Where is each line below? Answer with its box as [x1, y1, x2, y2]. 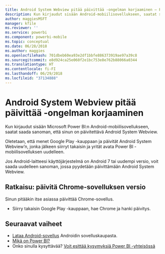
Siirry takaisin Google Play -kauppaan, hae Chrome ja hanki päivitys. [12, 205, 151, 211]
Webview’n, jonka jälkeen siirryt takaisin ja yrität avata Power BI [5, 143, 134, 149]
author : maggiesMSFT [5, 16, 48, 21]
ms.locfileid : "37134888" [5, 76, 58, 81]
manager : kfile [5, 21, 36, 26]
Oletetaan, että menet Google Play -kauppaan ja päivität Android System [5, 138, 152, 144]
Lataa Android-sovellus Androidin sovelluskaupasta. [12, 233, 118, 239]
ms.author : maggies [5, 48, 45, 53]
